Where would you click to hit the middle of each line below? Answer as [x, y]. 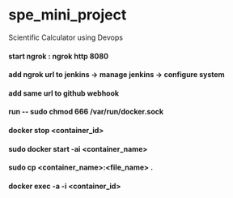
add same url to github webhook [64, 93]
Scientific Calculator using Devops [66, 37]
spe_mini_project [68, 15]
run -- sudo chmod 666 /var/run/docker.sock [86, 112]
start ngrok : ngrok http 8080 [59, 56]
